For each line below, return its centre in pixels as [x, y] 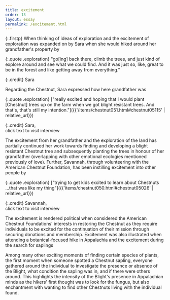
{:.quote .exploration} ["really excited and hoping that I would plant [75, 99]
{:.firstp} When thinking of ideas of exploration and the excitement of [77, 39]
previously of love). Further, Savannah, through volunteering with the [77, 162]
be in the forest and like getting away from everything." [63, 70]
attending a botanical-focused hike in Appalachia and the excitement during [84, 240]
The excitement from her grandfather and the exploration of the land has [81, 140]
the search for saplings [29, 245]
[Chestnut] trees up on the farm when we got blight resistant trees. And [80, 105]
